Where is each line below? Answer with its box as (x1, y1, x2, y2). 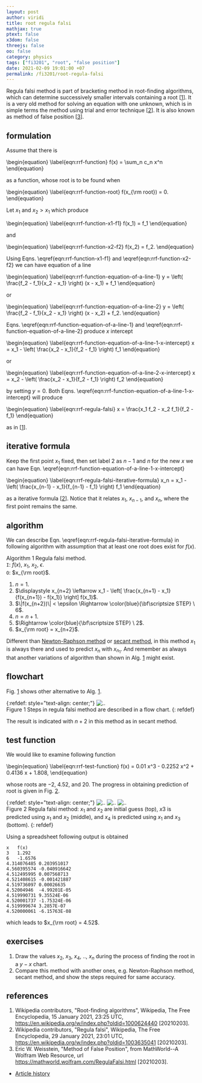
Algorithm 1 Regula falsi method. (6, 555, 86, 562)
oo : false (6, 48, 31, 54)
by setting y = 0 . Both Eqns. (6, 387, 75, 394)
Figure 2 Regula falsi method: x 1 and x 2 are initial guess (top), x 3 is (6, 806, 172, 814)
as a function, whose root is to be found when (6, 177, 121, 184)
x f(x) (6, 845, 28, 851)
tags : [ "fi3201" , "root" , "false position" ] (6, 59, 120, 65)
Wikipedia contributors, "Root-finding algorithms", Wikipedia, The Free (14, 1007, 191, 1014)
